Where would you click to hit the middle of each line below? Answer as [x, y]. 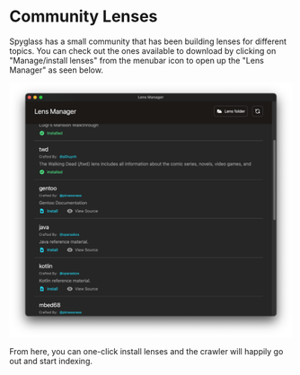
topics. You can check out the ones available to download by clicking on [143, 50]
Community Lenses [84, 17]
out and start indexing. [51, 362]
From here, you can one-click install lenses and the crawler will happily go [146, 352]
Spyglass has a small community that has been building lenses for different [148, 41]
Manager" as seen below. [56, 70]
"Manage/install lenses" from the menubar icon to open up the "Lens [137, 60]
